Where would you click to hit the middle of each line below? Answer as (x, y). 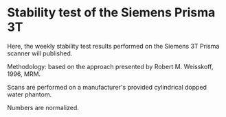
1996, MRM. (24, 74)
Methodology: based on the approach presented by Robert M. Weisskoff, (110, 66)
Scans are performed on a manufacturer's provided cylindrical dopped (107, 87)
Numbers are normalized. (43, 107)
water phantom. (30, 94)
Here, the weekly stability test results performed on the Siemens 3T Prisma (113, 46)
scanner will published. (40, 53)
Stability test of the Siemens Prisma (111, 13)
